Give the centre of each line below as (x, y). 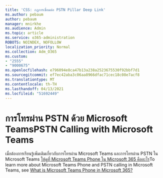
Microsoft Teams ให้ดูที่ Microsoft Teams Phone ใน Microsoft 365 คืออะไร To (80, 159)
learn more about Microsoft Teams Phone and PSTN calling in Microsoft (79, 165)
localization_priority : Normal (38, 47)
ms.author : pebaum (24, 14)
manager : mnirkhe (23, 24)
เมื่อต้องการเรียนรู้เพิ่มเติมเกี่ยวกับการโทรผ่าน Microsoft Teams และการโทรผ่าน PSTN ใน (82, 153)
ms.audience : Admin (25, 28)
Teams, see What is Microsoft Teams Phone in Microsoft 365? (69, 170)
